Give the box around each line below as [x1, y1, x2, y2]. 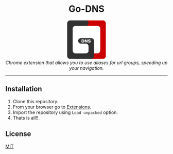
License [5, 129, 31, 139]
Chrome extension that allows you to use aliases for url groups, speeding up [5, 60, 168, 66]
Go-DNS [68, 3, 105, 15]
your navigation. [69, 65, 104, 71]
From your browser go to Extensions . [12, 104, 92, 110]
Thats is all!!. [12, 114, 40, 121]
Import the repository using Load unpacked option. [12, 109, 118, 115]
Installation [5, 85, 42, 93]
